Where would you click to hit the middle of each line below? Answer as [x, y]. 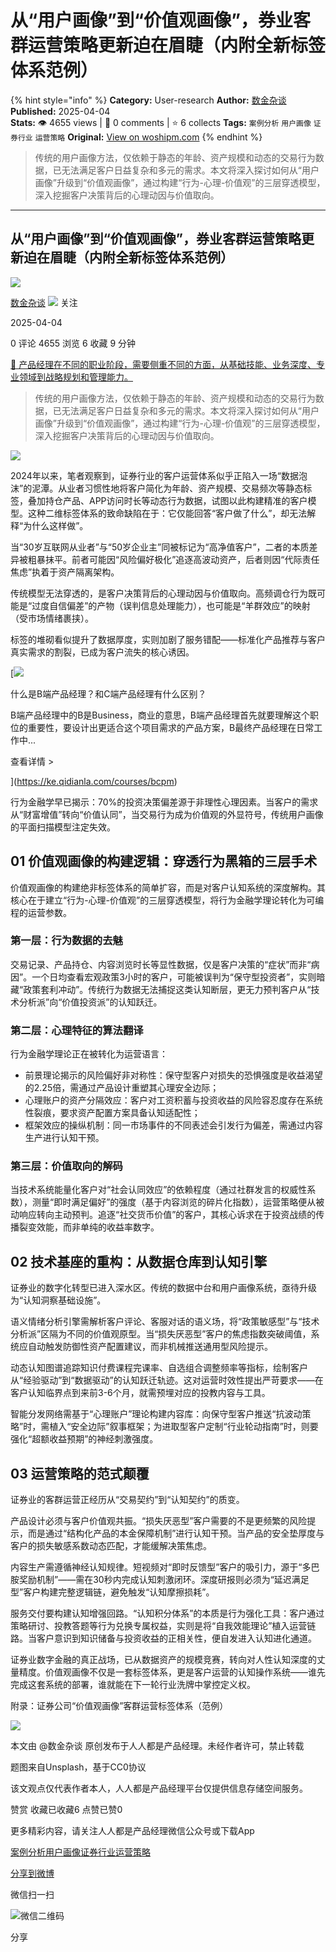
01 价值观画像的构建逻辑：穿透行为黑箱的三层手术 [164, 861]
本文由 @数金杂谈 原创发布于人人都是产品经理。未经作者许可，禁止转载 [157, 1746]
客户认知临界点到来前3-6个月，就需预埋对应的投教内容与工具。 [140, 1393]
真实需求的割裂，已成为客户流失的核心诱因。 [102, 652]
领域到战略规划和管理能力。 [75, 377]
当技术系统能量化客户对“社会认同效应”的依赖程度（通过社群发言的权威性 [159, 1190]
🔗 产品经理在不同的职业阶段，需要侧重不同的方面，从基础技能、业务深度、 [163, 364]
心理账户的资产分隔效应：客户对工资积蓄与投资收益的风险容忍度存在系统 [173, 1100]
